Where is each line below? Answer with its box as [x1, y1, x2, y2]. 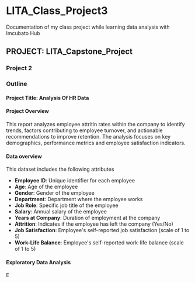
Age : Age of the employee [14, 183, 78, 191]
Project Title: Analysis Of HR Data [6, 94, 89, 101]
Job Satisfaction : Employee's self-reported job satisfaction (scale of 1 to [14, 227, 190, 234]
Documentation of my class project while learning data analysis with [6, 23, 170, 30]
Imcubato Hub [6, 29, 40, 36]
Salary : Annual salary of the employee [14, 208, 107, 215]
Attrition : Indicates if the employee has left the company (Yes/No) [14, 220, 173, 227]
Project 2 [6, 64, 32, 73]
